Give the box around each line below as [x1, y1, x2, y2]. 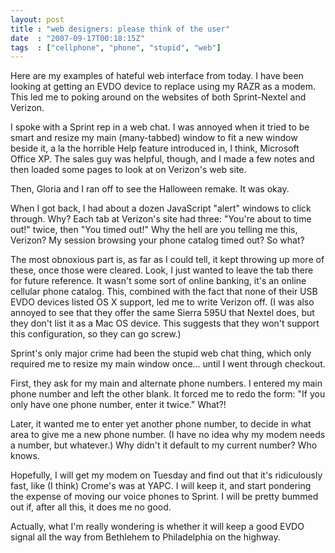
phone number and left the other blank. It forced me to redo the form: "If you [10, 388, 326, 400]
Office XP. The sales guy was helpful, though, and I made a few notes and [10, 153, 315, 165]
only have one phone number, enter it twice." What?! [10, 399, 227, 411]
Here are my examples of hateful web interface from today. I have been [10, 70, 304, 82]
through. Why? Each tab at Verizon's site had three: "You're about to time [10, 213, 312, 225]
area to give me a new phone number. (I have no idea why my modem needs [10, 429, 326, 441]
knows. [10, 450, 40, 462]
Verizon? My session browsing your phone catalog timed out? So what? [10, 234, 305, 246]
